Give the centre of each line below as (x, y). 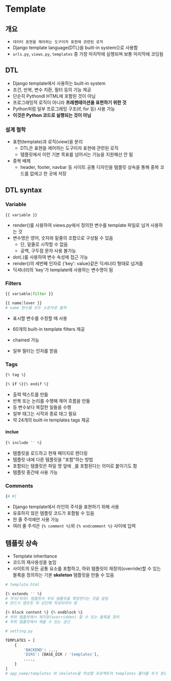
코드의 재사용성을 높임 (35, 562)
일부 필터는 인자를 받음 (35, 350)
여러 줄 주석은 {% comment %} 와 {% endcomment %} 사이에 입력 (74, 526)
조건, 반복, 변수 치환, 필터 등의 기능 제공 (52, 89)
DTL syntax (24, 190)
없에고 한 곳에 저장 (48, 173)
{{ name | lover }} (24, 303)
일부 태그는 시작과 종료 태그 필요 (45, 413)
